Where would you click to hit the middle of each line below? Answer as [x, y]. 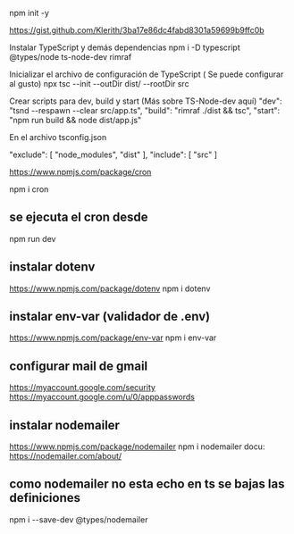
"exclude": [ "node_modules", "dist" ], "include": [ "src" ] [113, 154]
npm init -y [29, 13]
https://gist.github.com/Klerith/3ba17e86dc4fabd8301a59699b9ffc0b [137, 30]
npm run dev [33, 238]
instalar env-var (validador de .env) [110, 317]
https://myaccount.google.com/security [83, 388]
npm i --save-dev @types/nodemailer [79, 519]
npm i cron [29, 189]
